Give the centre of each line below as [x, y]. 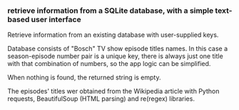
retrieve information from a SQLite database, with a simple [111, 11]
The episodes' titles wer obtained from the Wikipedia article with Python [113, 92]
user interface [56, 19]
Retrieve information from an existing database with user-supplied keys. [113, 35]
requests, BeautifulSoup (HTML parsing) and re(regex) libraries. [101, 99]
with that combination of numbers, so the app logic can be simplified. [109, 64]
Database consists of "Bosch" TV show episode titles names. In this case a [118, 49]
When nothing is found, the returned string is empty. [84, 77]
